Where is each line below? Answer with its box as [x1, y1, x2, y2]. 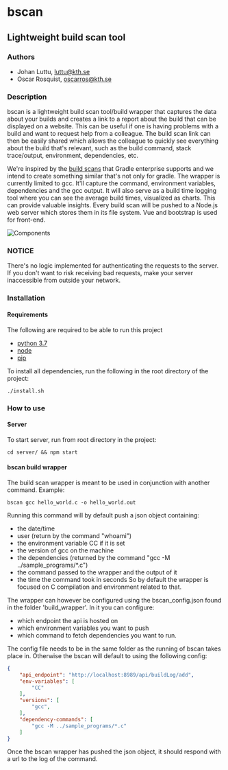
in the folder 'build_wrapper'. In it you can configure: [7, 603, 155, 611]
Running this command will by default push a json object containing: [7, 511, 200, 519]
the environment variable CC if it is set [16, 539, 125, 547]
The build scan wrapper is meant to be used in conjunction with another [7, 478, 210, 487]
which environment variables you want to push [16, 624, 149, 632]
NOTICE [7, 246, 34, 256]
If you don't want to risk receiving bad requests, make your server [7, 269, 194, 277]
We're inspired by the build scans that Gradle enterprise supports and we [7, 165, 214, 173]
